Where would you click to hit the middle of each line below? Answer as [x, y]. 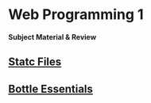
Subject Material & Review [52, 36]
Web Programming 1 [76, 15]
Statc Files [35, 62]
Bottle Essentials [51, 89]
